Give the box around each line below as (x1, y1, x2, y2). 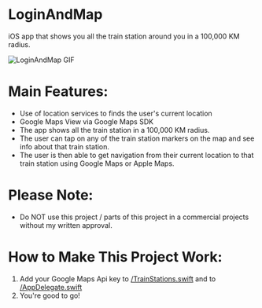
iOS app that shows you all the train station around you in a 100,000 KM (8, 31, 240, 41)
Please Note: (8, 186, 94, 204)
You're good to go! (19, 291, 80, 300)
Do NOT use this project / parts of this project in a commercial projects (19, 212, 249, 222)
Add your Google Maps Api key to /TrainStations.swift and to (19, 273, 216, 284)
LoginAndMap (8, 5, 103, 24)
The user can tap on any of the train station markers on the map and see (19, 134, 255, 143)
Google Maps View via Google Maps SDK (19, 116, 154, 126)
